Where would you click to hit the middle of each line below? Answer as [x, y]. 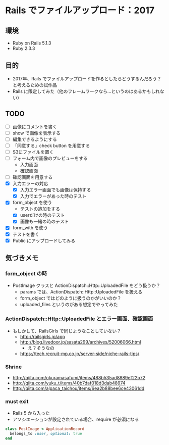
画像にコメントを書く [35, 126]
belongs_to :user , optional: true [46, 434]
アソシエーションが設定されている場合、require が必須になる [76, 419]
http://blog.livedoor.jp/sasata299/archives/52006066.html [80, 342]
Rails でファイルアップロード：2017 [80, 10]
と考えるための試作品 [35, 85]
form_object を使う [32, 203]
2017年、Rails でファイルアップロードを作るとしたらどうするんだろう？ [87, 78]
